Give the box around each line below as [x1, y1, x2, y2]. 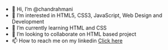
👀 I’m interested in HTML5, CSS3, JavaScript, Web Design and [11, 12, 163, 19]
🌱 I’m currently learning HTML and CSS [11, 24, 107, 31]
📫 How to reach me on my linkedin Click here [11, 37, 123, 44]
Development [11, 18, 45, 25]
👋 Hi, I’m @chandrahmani [11, 6, 73, 12]
